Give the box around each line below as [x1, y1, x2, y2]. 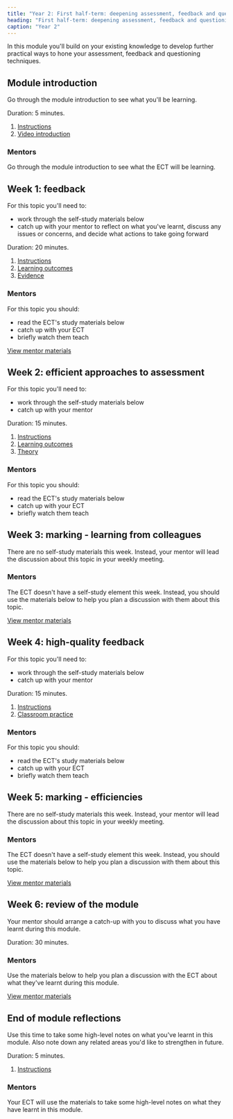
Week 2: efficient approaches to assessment [7, 366, 205, 378]
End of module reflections [7, 1012, 121, 1024]
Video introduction [17, 130, 71, 138]
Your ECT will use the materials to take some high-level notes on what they [7, 1098, 221, 1106]
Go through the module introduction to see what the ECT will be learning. [7, 163, 216, 171]
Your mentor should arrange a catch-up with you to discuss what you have [7, 917, 221, 925]
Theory [17, 448, 39, 456]
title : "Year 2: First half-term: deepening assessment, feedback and [7, 10, 216, 17]
